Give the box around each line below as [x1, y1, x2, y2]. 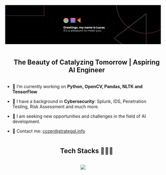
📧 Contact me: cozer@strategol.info [12, 128, 85, 134]
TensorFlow [12, 89, 38, 95]
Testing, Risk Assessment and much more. [12, 104, 99, 110]
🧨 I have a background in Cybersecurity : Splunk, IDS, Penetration [12, 98, 147, 104]
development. [12, 118, 41, 124]
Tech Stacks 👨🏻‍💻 [60, 147, 114, 155]
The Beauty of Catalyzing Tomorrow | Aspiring [13, 58, 160, 66]
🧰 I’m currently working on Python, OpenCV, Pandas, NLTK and [12, 83, 143, 89]
